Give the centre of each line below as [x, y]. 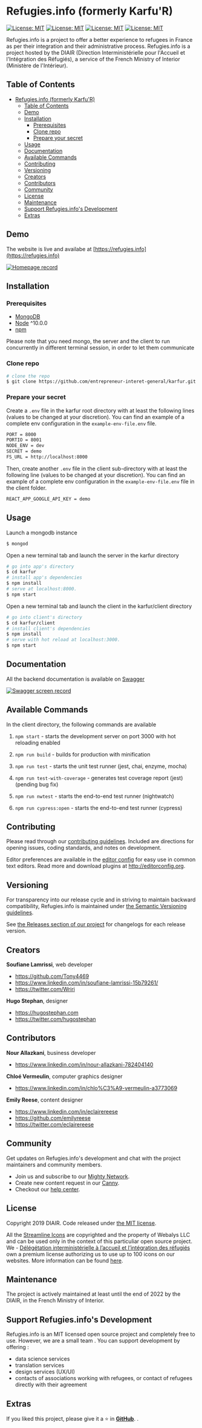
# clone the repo [28, 376]
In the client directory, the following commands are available [81, 724]
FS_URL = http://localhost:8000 [47, 457]
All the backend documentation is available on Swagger [76, 679]
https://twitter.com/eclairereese [54, 1124]
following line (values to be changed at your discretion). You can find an [96, 475]
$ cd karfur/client [31, 623]
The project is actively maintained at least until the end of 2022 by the [93, 1294]
